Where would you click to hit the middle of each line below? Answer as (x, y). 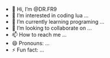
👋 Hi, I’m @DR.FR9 (34, 9)
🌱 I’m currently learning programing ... (58, 22)
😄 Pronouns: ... (31, 43)
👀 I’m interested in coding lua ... (50, 15)
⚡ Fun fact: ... (28, 50)
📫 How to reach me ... (39, 35)
